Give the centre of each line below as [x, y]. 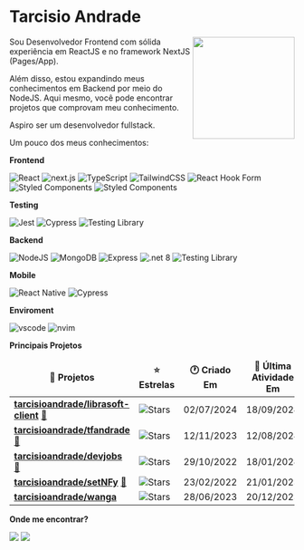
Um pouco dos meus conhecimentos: [79, 142]
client [26, 415]
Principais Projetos [46, 345]
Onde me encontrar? [49, 519]
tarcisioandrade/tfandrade [72, 429]
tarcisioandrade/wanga [66, 497]
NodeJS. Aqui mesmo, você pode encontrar [91, 98]
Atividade [273, 377]
